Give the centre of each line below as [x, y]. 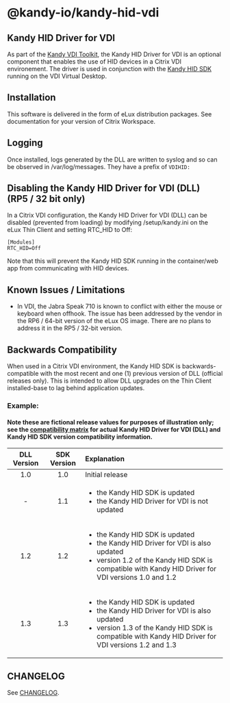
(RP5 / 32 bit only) [46, 199]
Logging [25, 143]
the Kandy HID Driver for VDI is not [153, 501]
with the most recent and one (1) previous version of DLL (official [131, 374]
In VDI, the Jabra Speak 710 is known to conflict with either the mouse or [119, 307]
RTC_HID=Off [24, 248]
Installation [31, 98]
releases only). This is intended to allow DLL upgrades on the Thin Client [110, 381]
